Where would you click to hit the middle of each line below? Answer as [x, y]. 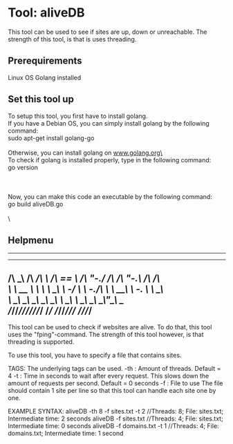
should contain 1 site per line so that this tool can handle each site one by [112, 391]
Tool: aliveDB [46, 13]
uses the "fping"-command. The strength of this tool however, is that [106, 335]
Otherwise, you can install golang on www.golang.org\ [85, 153]
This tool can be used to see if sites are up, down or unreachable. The [108, 32]
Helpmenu [31, 240]
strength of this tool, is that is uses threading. [72, 39]
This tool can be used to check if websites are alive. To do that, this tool [110, 327]
